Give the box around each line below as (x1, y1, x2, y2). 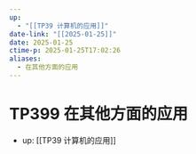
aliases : (9, 54, 42, 63)
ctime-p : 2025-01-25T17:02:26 (9, 46, 122, 55)
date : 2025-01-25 (9, 37, 74, 47)
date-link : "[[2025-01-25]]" (9, 29, 117, 38)
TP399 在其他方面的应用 (9, 104, 188, 125)
